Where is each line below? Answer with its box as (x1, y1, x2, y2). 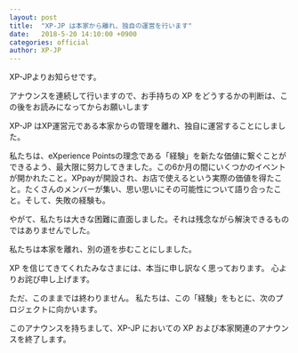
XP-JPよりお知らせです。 (9, 72, 101, 83)
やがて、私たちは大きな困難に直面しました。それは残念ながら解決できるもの (9, 214, 290, 225)
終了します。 (24, 334, 71, 345)
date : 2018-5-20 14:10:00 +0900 (9, 29, 138, 38)
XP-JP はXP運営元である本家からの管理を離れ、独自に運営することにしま (9, 121, 278, 132)
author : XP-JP (9, 46, 62, 55)
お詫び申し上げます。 (16, 274, 95, 285)
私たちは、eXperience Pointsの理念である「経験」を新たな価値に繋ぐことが (9, 150, 286, 161)
